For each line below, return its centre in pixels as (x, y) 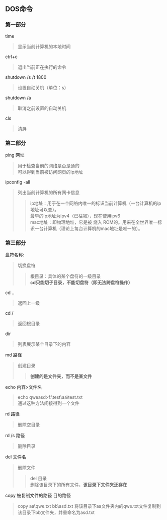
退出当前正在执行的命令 (42, 67)
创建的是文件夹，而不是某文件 (61, 376)
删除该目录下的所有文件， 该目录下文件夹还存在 (78, 485)
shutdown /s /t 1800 (26, 77)
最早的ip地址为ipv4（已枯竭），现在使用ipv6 (75, 216)
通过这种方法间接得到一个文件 (48, 403)
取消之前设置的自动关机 (42, 108)
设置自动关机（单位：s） (43, 87)
